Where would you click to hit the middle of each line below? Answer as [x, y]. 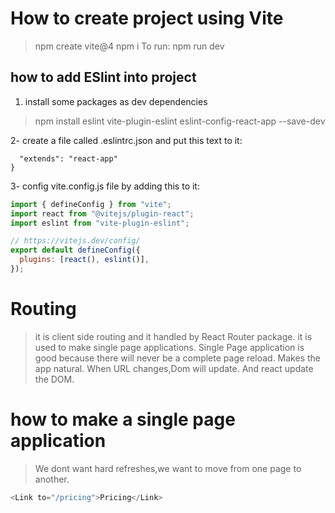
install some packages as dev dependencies [116, 101]
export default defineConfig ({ [75, 250]
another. [52, 479]
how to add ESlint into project [103, 77]
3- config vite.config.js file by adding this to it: [105, 186]
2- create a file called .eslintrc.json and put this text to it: [126, 140]
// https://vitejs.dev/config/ [75, 241]
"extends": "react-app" [68, 158]
